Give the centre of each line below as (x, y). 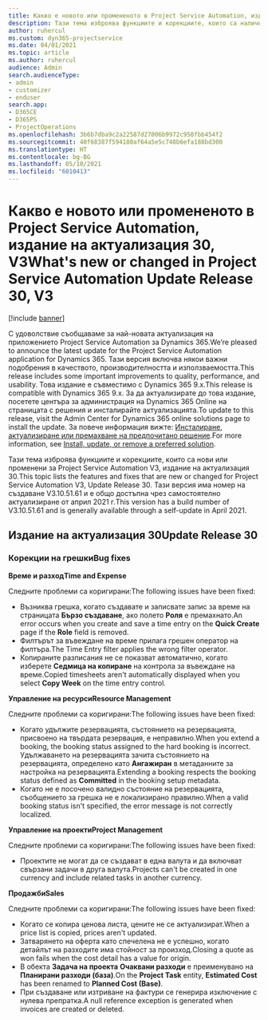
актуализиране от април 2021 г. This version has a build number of (119, 502)
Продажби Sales (36, 893)
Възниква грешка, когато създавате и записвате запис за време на (135, 606)
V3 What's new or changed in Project (132, 262)
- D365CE (23, 113)
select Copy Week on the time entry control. (93, 683)
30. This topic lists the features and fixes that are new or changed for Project (134, 476)
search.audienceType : (44, 75)
